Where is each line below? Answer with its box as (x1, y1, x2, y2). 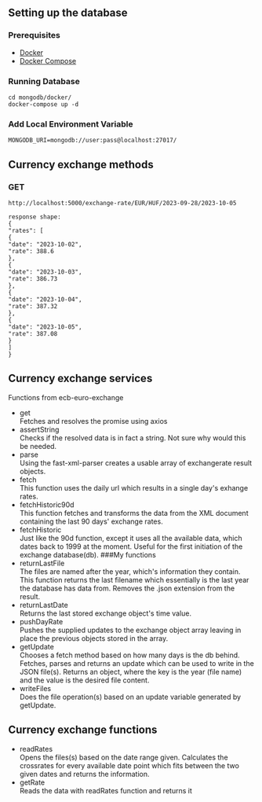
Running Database (8, 75, 80, 86)
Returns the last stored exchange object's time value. (19, 609, 192, 618)
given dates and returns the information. (19, 769, 150, 778)
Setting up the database (8, 6, 128, 20)
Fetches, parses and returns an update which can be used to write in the (19, 658, 255, 668)
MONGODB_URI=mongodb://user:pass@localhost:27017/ (8, 137, 177, 145)
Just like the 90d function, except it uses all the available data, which (19, 533, 242, 543)
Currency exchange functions (8, 723, 158, 737)
